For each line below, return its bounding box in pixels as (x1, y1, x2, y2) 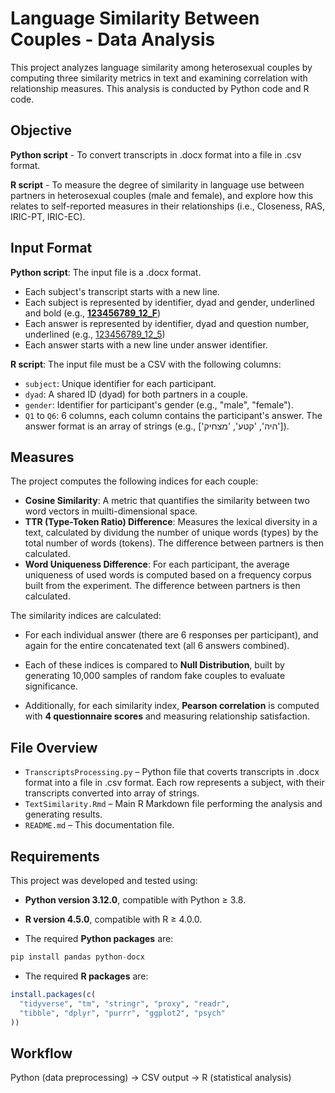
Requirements (10, 848, 100, 865)
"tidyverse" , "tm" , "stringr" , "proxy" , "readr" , (19, 998, 230, 1009)
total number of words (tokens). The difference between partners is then (24, 537, 324, 549)
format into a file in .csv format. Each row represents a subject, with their (24, 777, 325, 789)
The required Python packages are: (24, 933, 174, 944)
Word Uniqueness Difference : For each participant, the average (24, 558, 290, 571)
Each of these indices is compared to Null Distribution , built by (24, 659, 285, 671)
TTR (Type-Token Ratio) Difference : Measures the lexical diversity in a (24, 516, 318, 528)
